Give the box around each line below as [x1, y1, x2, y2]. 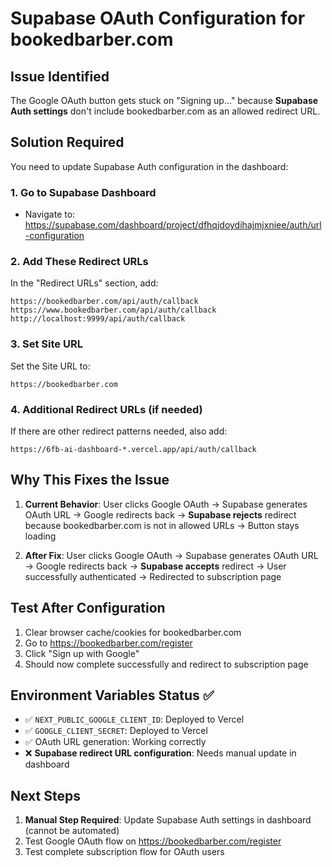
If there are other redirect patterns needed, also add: [10, 425, 228, 437]
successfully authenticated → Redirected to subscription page [24, 570, 282, 582]
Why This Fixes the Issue [10, 472, 170, 489]
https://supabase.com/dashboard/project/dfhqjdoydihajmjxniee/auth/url [24, 219, 322, 231]
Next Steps [10, 787, 81, 804]
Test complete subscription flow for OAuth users [24, 846, 225, 858]
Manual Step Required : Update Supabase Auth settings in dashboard [24, 814, 312, 826]
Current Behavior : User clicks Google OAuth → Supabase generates [24, 498, 308, 510]
